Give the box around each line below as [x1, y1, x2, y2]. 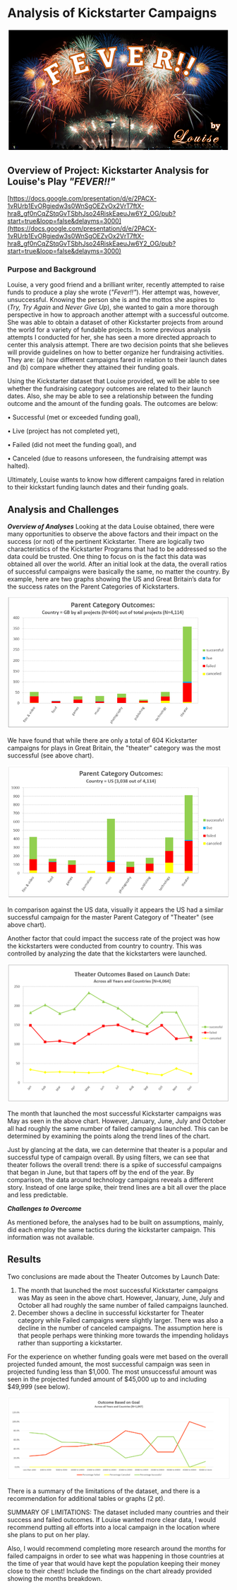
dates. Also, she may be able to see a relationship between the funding [7, 392, 214, 400]
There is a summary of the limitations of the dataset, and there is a [7, 1487, 200, 1495]
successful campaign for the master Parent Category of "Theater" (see [7, 912, 214, 921]
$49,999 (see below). [7, 1382, 71, 1391]
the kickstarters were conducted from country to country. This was [7, 941, 202, 950]
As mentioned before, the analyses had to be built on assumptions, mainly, [7, 1218, 224, 1226]
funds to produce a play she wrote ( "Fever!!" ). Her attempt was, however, [7, 288, 221, 296]
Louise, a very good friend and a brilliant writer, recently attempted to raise [7, 281, 225, 289]
